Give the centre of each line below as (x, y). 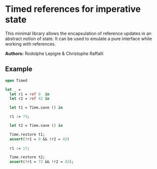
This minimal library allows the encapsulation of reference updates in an (78, 33)
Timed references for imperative (73, 9)
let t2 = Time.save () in (36, 125)
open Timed (16, 80)
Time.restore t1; (27, 134)
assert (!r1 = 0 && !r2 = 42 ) (39, 139)
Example (19, 69)
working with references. (30, 44)
